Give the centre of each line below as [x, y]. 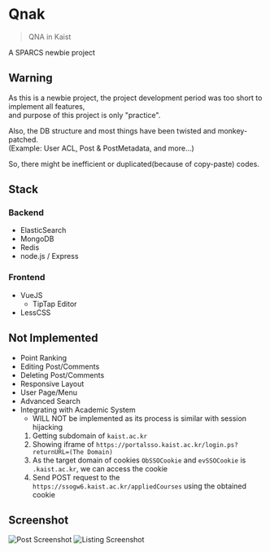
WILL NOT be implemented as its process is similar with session [139, 418]
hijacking [48, 427]
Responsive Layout [52, 383]
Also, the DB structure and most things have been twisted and [112, 130]
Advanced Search [50, 401]
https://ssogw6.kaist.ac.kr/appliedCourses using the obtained [139, 486]
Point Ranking [44, 357]
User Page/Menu [48, 392]
